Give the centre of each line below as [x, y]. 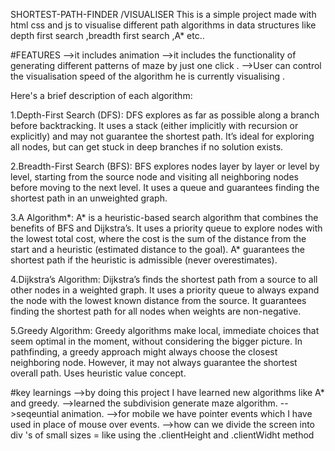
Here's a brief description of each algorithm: [101, 95]
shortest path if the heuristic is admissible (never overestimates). [144, 260]
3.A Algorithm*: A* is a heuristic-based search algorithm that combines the [164, 217]
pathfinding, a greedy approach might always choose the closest [144, 352]
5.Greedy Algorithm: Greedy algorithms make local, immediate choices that [165, 330]
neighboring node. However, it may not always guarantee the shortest [154, 362]
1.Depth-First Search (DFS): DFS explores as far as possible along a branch [165, 115]
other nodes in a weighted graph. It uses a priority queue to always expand [165, 290]
